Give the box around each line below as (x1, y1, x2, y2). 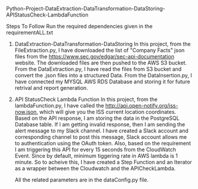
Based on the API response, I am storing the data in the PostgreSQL (14, 115, 180, 122)
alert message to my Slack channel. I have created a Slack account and (14, 127, 189, 134)
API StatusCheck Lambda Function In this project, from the (14, 96, 158, 103)
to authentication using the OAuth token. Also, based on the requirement (14, 140, 191, 146)
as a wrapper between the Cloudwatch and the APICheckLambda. (14, 165, 176, 172)
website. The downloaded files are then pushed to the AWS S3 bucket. (14, 59, 187, 66)
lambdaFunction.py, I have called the (14, 102, 105, 109)
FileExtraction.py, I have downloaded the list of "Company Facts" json (14, 47, 185, 54)
